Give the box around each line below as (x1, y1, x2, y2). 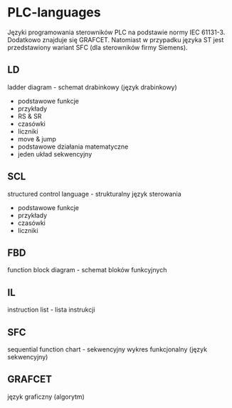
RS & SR (17, 111, 42, 120)
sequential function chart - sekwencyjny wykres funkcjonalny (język (7, 345, 208, 354)
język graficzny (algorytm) (7, 392, 85, 401)
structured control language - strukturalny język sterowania (7, 189, 181, 198)
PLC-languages (7, 4, 101, 21)
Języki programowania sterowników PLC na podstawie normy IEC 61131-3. (7, 28, 226, 36)
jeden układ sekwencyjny (17, 149, 93, 158)
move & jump (17, 134, 57, 143)
